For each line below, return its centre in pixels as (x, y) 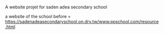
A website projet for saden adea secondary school (56, 7)
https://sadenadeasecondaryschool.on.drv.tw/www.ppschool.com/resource (82, 22)
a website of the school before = (38, 16)
